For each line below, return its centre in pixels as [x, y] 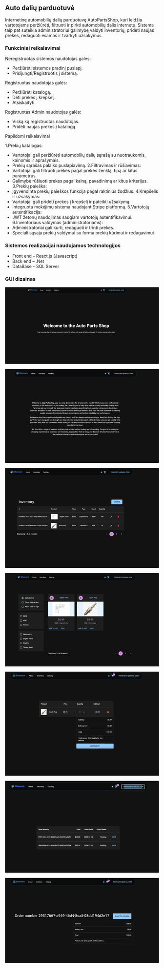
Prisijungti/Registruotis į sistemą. [45, 73]
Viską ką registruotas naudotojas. [46, 122]
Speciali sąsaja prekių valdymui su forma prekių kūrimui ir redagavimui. [83, 233]
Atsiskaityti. [24, 103]
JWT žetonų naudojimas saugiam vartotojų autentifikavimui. [72, 217]
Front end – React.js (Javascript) [45, 256]
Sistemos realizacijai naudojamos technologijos [63, 246]
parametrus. [24, 176]
